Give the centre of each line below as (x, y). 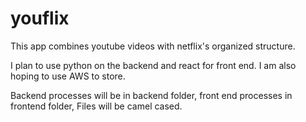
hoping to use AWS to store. (68, 76)
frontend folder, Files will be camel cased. (96, 106)
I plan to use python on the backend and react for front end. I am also (153, 65)
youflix (40, 18)
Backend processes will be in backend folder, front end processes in (151, 95)
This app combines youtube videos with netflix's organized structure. (153, 46)
